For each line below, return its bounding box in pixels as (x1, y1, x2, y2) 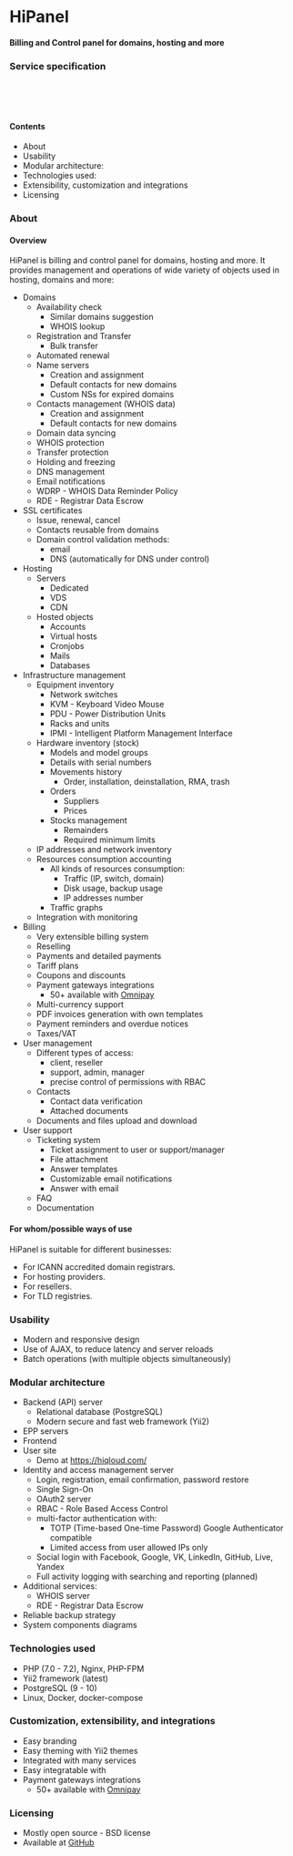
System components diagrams (22, 1620, 138, 1631)
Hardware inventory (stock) (35, 737, 139, 748)
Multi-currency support (35, 999, 125, 1010)
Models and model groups (49, 748, 148, 758)
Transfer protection (35, 447, 109, 458)
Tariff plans (35, 960, 79, 972)
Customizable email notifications (49, 1173, 173, 1184)
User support (22, 1125, 73, 1136)
